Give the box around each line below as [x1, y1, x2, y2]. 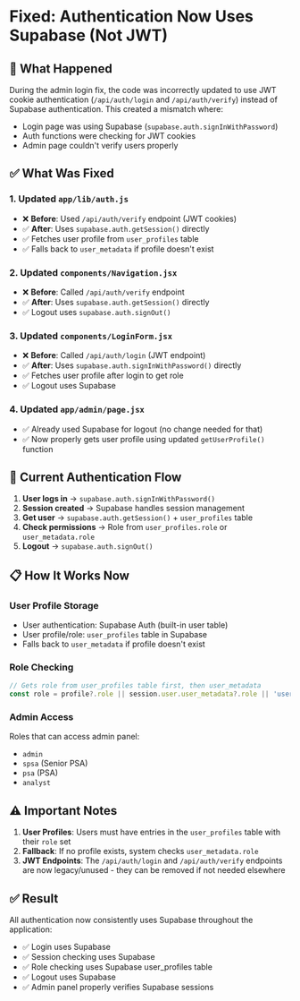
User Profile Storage [9, 599, 100, 612]
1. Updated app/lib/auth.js [9, 192, 129, 205]
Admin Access [9, 711, 74, 723]
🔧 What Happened [9, 61, 113, 76]
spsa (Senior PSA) [21, 758, 88, 769]
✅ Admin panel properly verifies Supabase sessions [21, 982, 214, 993]
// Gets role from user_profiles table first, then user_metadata [9, 681, 262, 690]
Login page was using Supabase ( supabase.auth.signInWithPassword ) [21, 121, 279, 132]
